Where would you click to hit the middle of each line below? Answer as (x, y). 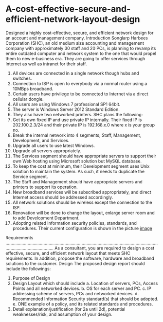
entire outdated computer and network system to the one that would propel (81, 53)
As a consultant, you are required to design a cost (105, 248)
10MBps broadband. (33, 89)
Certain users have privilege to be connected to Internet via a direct (80, 94)
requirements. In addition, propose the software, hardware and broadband (80, 258)
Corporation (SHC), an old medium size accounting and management (75, 43)
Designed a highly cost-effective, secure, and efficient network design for (80, 33)
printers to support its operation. (45, 187)
